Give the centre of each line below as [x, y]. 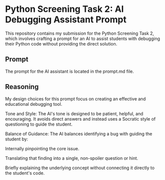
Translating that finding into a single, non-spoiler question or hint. [72, 158]
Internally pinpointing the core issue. [42, 148]
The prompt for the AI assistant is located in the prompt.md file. [70, 71]
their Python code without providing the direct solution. [61, 44]
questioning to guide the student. [39, 124]
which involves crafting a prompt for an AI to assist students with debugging [83, 39]
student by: [17, 139]
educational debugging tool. [34, 104]
